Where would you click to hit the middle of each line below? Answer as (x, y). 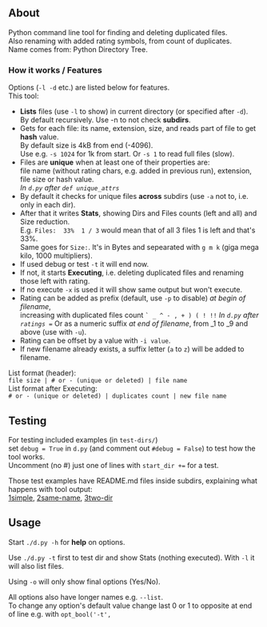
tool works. (27, 456)
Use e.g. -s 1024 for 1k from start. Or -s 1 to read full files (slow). (127, 154)
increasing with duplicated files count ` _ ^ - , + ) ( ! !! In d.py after (139, 315)
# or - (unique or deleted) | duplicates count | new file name (118, 396)
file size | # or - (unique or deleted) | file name (98, 381)
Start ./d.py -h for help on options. (67, 542)
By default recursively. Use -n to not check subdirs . (105, 120)
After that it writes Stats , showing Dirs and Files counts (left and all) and (138, 213)
